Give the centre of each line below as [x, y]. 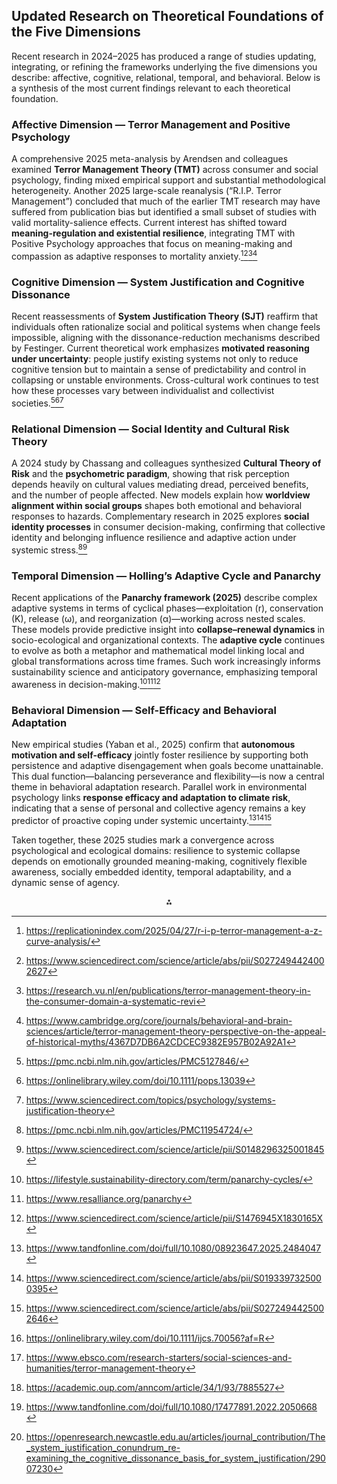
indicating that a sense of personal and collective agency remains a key [158, 808]
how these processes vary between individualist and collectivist [143, 391]
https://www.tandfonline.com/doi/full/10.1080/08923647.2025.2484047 [173, 1248]
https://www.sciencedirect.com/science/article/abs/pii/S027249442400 [175, 960]
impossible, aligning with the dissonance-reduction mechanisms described [166, 338]
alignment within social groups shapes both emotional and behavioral [157, 506]
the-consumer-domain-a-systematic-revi [110, 1001]
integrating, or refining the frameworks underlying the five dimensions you [164, 66]
